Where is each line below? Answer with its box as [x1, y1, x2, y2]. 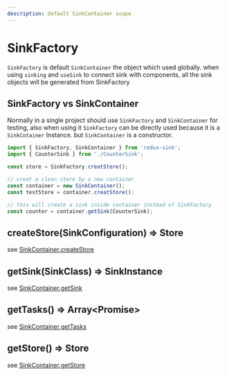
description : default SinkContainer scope [7, 10, 131, 17]
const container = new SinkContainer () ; [7, 182, 126, 189]
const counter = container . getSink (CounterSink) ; [7, 207, 154, 215]
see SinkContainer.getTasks [7, 322, 87, 330]
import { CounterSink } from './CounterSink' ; [7, 151, 144, 158]
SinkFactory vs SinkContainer [7, 98, 139, 110]
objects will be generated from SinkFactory [7, 78, 130, 86]
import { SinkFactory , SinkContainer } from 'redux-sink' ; [7, 144, 181, 151]
